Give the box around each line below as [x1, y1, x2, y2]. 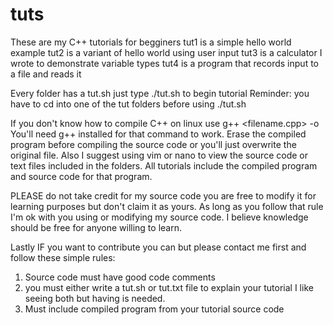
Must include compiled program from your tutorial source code [24, 303, 285, 315]
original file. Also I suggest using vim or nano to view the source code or [10, 149, 308, 161]
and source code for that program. [10, 170, 153, 182]
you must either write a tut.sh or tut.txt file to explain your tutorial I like [24, 281, 314, 293]
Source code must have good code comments [24, 271, 216, 283]
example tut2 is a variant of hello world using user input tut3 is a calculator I [10, 46, 323, 58]
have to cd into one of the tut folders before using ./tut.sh [10, 98, 247, 110]
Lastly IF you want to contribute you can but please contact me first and [10, 241, 307, 253]
